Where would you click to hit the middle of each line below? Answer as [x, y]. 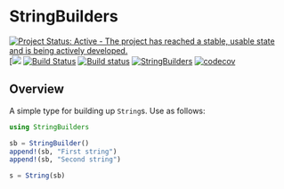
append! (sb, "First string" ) [63, 152]
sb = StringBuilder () [49, 143]
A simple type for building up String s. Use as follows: [108, 111]
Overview [37, 90]
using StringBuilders [49, 127]
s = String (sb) [37, 176]
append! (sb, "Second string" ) [65, 160]
